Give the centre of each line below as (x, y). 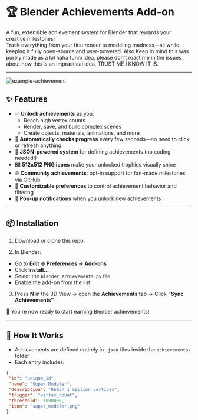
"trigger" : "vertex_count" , (43, 395)
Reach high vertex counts (55, 120)
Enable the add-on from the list (52, 282)
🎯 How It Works (35, 335)
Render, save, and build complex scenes (72, 126)
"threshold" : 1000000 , (37, 401)
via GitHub (27, 180)
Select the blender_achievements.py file (62, 276)
